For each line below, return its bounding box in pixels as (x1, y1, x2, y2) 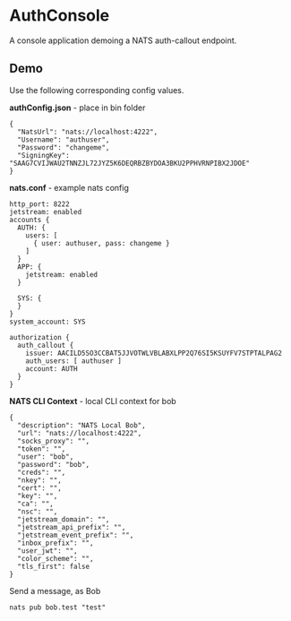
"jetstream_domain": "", (17, 514, 110, 524)
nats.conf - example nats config (9, 182, 130, 193)
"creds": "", (17, 468, 66, 477)
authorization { (9, 332, 70, 341)
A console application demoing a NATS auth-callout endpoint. (9, 35, 237, 46)
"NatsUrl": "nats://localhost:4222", (17, 127, 158, 136)
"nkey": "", (17, 476, 63, 485)
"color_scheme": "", (17, 554, 94, 563)
